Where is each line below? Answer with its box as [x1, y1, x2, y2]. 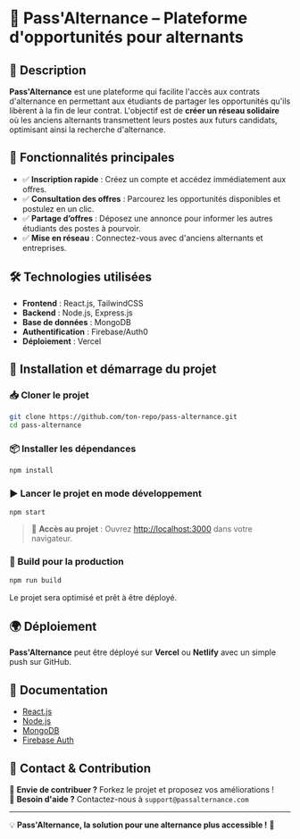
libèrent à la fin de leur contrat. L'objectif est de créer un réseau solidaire [9, 105, 279, 115]
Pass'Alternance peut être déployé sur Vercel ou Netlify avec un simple [9, 647, 277, 658]
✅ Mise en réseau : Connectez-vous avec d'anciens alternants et [21, 232, 263, 243]
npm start [9, 508, 46, 516]
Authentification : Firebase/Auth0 [21, 326, 149, 337]
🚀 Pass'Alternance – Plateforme [9, 8, 248, 29]
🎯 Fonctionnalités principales [9, 150, 175, 165]
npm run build [9, 575, 62, 584]
